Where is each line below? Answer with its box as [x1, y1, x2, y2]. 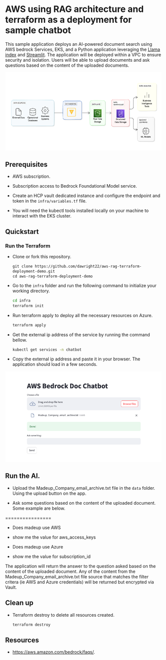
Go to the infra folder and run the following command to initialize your [12, 282, 157, 288]
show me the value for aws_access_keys [12, 534, 96, 540]
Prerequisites [5, 160, 48, 169]
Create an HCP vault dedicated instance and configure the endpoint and [12, 193, 161, 199]
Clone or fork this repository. [12, 253, 72, 259]
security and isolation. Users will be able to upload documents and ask [5, 57, 150, 63]
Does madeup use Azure [12, 544, 64, 550]
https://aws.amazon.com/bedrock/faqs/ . [12, 649, 95, 655]
